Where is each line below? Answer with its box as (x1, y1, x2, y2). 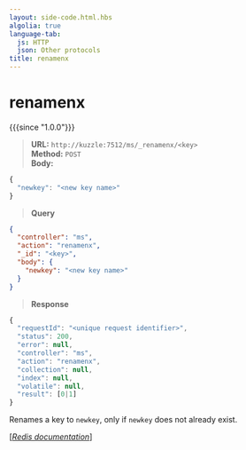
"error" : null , (17, 341, 73, 350)
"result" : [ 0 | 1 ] (17, 390, 77, 399)
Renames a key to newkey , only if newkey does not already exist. (9, 414, 238, 425)
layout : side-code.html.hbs (9, 12, 113, 22)
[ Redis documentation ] (9, 431, 93, 442)
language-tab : (9, 29, 62, 38)
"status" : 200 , (17, 332, 73, 342)
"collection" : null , (17, 365, 93, 374)
